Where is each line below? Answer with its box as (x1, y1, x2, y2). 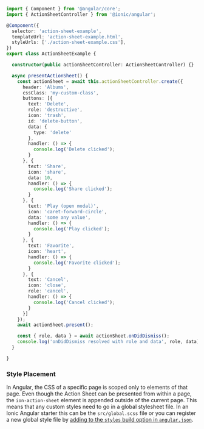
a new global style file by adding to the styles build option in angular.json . (6, 416, 194, 424)
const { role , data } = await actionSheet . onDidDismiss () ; (17, 333, 170, 339)
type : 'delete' (33, 129, 72, 135)
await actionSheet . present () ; (17, 322, 94, 328)
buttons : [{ (22, 95, 53, 102)
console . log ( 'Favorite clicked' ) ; (33, 260, 121, 266)
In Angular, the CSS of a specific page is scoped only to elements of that (6, 384, 188, 391)
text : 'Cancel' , (28, 277, 69, 283)
